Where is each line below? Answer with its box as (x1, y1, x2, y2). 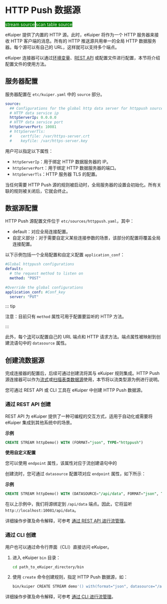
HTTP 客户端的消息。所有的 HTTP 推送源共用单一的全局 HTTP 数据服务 (10, 38, 157, 44)
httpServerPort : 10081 (9, 124, 57, 130)
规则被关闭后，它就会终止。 (13, 188, 71, 194)
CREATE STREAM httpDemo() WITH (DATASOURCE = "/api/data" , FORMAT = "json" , (5, 491, 159, 497)
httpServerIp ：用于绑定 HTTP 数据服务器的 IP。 (12, 158, 111, 165)
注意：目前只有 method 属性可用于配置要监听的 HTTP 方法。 (5, 313, 127, 319)
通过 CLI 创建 (5, 532, 36, 539)
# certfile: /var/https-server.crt (9, 133, 90, 139)
